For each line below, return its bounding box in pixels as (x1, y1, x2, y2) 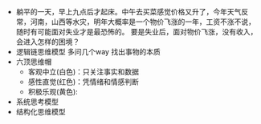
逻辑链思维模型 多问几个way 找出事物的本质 (15, 47, 161, 56)
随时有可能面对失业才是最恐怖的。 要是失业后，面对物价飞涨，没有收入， (15, 27, 258, 36)
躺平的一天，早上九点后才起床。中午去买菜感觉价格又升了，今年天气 (15, 7, 242, 16)
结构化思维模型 (15, 107, 66, 116)
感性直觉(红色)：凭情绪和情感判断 (27, 77, 139, 86)
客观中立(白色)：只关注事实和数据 (27, 67, 139, 76)
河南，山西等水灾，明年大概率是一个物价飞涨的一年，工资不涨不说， (30, 17, 255, 26)
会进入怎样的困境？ (15, 37, 80, 46)
